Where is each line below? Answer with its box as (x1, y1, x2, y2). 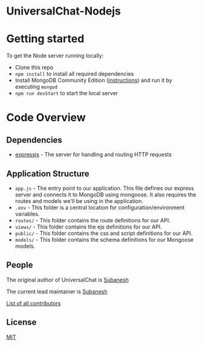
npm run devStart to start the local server (15, 90, 119, 97)
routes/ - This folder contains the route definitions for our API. (15, 216, 171, 224)
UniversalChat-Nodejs (6, 4, 121, 18)
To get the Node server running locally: (6, 52, 104, 59)
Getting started (6, 32, 85, 46)
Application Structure (6, 168, 90, 179)
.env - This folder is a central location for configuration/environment (15, 204, 185, 211)
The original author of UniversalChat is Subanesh (6, 276, 129, 283)
